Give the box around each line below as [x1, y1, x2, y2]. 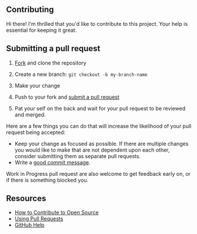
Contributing [6, 5, 54, 15]
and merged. [14, 111, 46, 118]
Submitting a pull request [6, 44, 101, 54]
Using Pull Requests [14, 215, 64, 222]
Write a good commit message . [14, 159, 91, 166]
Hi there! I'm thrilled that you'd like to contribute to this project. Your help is [6, 20, 188, 27]
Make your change [14, 82, 61, 89]
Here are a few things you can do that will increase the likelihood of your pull [6, 122, 192, 129]
